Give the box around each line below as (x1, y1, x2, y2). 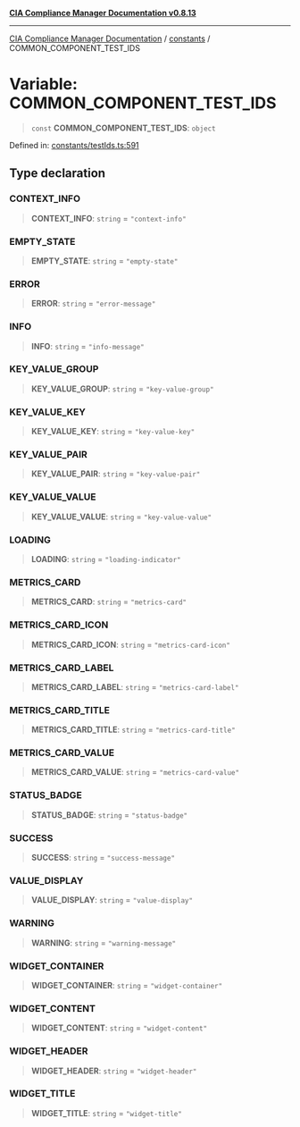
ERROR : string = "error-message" (30, 299, 156, 309)
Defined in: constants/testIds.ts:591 (9, 139, 140, 150)
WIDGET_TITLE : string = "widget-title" (30, 1107, 183, 1118)
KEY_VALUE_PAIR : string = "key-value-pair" (30, 468, 201, 479)
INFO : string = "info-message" (30, 341, 145, 351)
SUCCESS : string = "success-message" (30, 853, 176, 863)
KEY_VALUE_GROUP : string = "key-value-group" (30, 383, 214, 394)
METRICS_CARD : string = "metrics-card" (30, 596, 187, 607)
